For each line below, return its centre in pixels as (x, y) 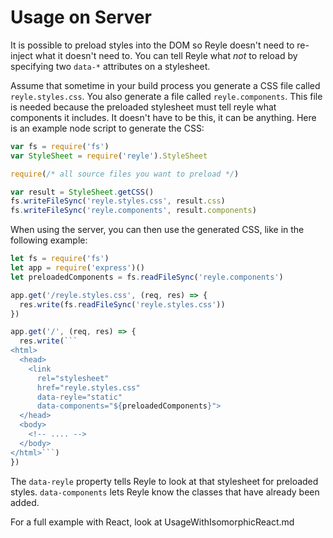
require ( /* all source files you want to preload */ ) (125, 174)
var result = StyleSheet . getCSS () (82, 192)
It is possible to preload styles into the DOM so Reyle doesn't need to (152, 45)
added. (25, 502)
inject (21, 55)
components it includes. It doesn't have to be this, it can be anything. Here (163, 117)
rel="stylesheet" (73, 378)
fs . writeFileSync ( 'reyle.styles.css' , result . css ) (118, 201)
